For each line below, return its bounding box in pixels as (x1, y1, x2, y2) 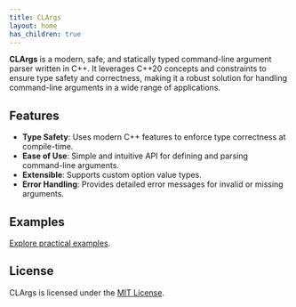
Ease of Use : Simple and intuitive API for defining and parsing (21, 150, 249, 161)
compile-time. (21, 141, 74, 152)
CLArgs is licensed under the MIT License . (9, 287, 164, 298)
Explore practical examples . (9, 238, 111, 248)
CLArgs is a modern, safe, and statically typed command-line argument (9, 54, 272, 65)
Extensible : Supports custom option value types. (21, 170, 202, 181)
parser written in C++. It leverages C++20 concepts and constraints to (9, 63, 267, 74)
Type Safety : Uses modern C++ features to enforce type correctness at (21, 132, 286, 142)
